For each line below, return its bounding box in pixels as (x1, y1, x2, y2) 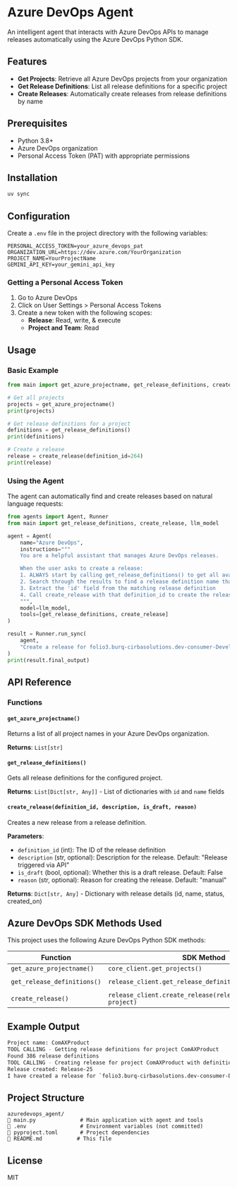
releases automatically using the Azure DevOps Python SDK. (7, 35, 183, 43)
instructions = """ (20, 545, 71, 552)
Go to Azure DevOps (17, 294, 78, 302)
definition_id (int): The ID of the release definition (17, 845, 166, 854)
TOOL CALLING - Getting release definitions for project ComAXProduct (7, 1046, 219, 1053)
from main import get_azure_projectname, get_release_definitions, (7, 381, 210, 389)
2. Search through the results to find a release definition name (20, 578, 219, 586)
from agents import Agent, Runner (7, 514, 109, 521)
